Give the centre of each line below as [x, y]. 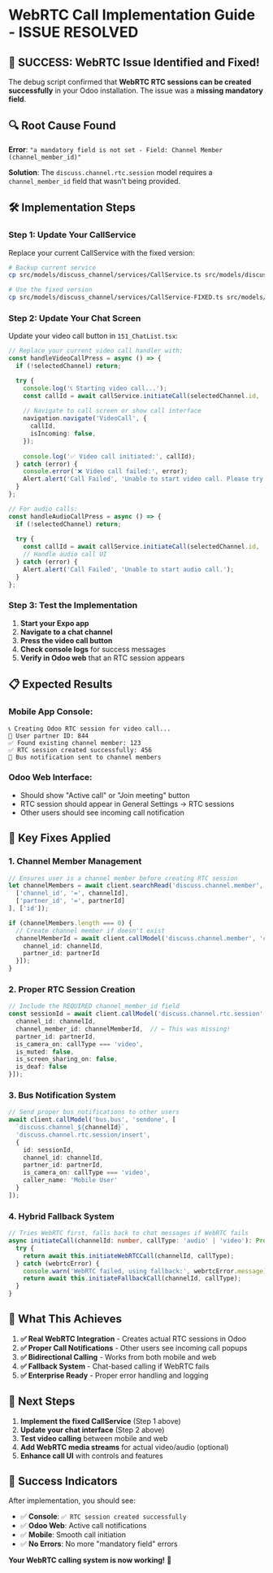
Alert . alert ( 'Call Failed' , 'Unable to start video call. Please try [143, 479]
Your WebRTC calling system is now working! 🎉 [90, 1560]
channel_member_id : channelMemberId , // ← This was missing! [123, 1029]
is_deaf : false [41, 1067]
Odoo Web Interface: [50, 778]
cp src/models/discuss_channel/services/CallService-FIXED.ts [116, 298]
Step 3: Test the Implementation [73, 606]
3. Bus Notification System [62, 1095]
